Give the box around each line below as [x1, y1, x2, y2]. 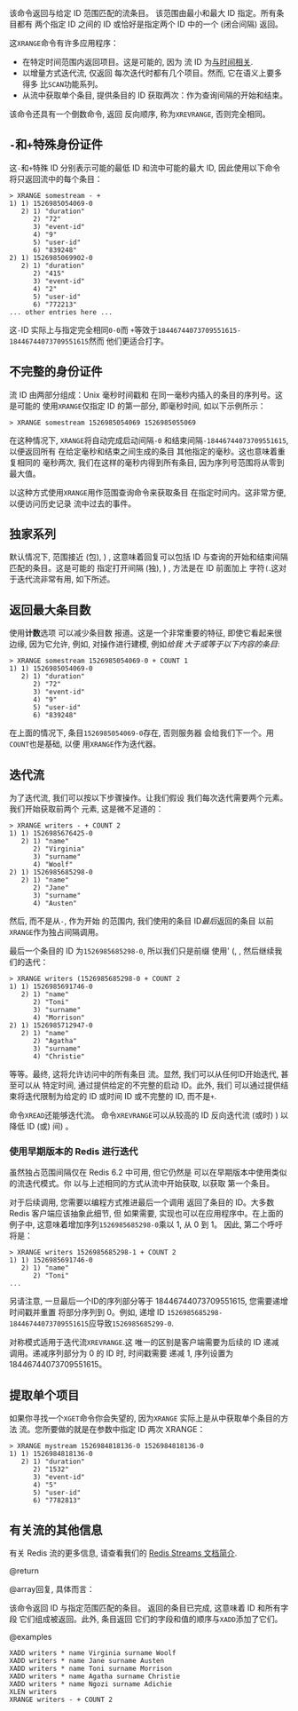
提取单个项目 [9, 1388, 80, 1403]
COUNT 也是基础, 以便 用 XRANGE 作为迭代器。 [9, 739, 161, 749]
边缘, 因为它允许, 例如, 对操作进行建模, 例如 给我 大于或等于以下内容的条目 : [9, 638, 280, 650]
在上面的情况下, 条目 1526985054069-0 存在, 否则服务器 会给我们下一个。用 [9, 727, 275, 739]
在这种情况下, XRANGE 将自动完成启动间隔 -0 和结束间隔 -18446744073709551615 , [9, 434, 289, 446]
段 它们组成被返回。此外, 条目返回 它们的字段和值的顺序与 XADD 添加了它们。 [9, 1613, 283, 1624]
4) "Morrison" [32, 1013, 86, 1023]
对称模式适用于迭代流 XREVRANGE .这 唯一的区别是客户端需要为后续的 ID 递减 [9, 1337, 279, 1348]
